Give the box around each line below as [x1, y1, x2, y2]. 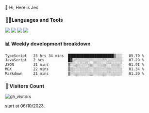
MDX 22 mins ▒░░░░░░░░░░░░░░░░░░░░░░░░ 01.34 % [5, 67, 145, 72]
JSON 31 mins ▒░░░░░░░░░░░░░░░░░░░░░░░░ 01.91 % [5, 62, 145, 67]
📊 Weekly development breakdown [5, 41, 91, 47]
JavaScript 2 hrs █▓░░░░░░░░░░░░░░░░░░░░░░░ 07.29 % [5, 58, 145, 63]
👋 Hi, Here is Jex [5, 5, 38, 10]
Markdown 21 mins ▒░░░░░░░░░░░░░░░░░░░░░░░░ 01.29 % [5, 71, 145, 76]
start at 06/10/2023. [5, 103, 45, 109]
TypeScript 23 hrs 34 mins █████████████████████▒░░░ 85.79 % [5, 53, 145, 58]
